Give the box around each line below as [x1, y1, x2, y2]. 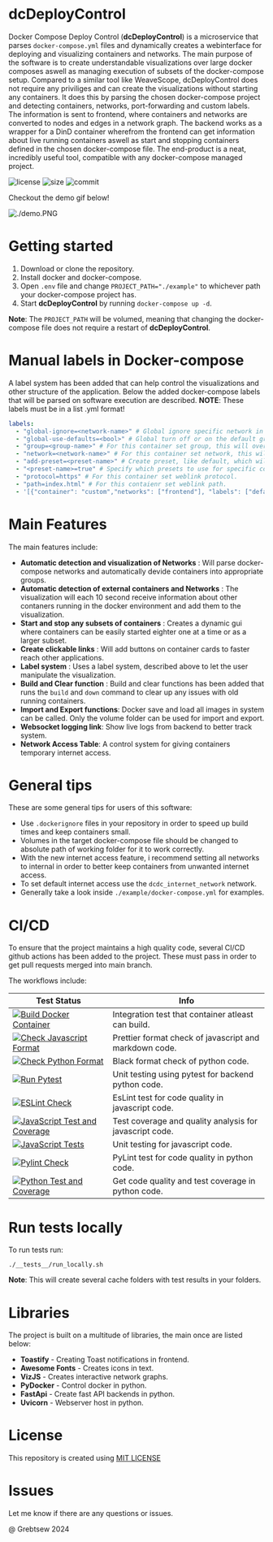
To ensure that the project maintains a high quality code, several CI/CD [8, 943, 245, 953]
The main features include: [8, 542, 98, 552]
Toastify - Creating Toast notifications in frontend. [19, 1354, 189, 1365]
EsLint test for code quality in [112, 1092, 224, 1103]
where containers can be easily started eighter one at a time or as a [19, 626, 247, 636]
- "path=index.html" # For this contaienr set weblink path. [15, 480, 227, 488]
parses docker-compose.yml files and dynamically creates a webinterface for [8, 40, 262, 50]
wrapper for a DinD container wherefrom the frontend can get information [8, 127, 255, 136]
